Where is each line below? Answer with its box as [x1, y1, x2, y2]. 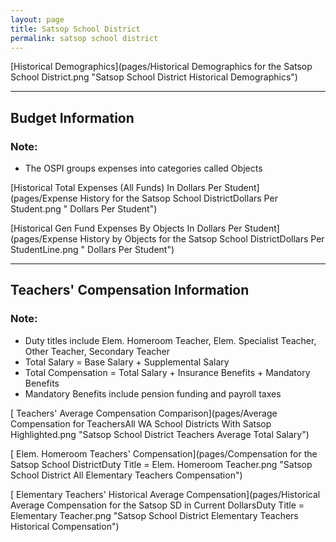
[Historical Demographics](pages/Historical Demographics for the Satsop [10, 61, 313, 73]
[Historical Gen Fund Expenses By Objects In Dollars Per [10, 222, 243, 235]
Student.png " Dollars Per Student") [10, 203, 158, 215]
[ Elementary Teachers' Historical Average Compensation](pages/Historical [10, 488, 321, 500]
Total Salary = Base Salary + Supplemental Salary [24, 356, 230, 368]
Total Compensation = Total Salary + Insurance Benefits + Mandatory [24, 366, 311, 378]
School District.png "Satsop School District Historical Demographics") [10, 71, 298, 83]
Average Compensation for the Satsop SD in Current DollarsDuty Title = [10, 499, 305, 511]
